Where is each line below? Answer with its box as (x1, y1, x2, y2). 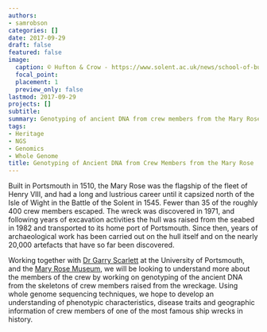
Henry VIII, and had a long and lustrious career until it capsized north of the (8, 190, 255, 199)
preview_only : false (15, 85, 83, 94)
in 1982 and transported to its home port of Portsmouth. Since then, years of (8, 223, 258, 233)
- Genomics (8, 145, 44, 152)
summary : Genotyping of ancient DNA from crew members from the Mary (8, 115, 244, 123)
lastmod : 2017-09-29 (8, 93, 77, 101)
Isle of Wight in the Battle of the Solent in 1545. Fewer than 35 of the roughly (8, 198, 258, 207)
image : (8, 56, 30, 64)
